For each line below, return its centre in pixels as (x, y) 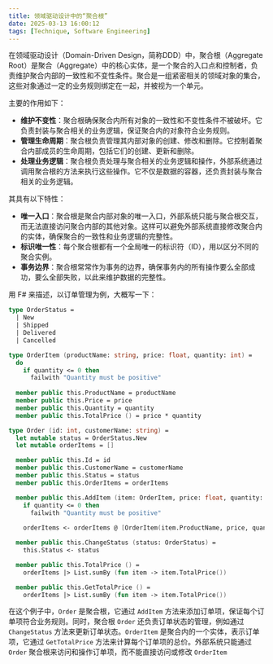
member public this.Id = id (63, 460)
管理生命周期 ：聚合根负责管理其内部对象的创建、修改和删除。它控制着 (138, 141)
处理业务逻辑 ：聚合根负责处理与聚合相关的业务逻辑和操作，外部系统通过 (141, 161)
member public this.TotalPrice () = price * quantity (108, 416)
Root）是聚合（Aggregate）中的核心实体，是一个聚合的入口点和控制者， (130, 65)
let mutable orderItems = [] (65, 446)
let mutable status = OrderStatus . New (82, 438)
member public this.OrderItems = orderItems (92, 483)
